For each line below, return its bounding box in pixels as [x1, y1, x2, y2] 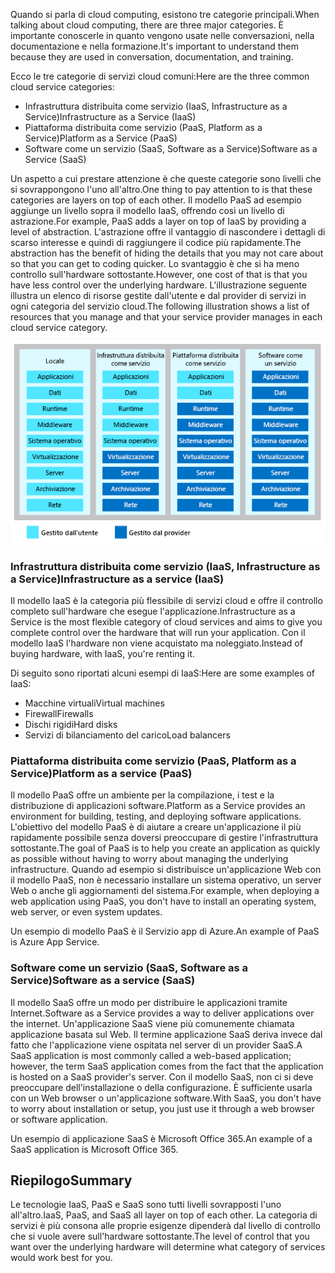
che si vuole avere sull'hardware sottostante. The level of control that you [10, 1230, 310, 1243]
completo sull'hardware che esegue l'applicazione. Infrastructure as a [10, 605, 296, 617]
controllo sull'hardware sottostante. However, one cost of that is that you [10, 269, 308, 280]
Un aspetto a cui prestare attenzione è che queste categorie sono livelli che [10, 173, 322, 184]
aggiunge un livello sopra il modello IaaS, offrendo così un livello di [10, 205, 285, 216]
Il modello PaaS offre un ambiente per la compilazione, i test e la [10, 789, 275, 801]
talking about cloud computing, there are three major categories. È [10, 19, 285, 31]
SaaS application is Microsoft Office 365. [10, 1143, 179, 1155]
